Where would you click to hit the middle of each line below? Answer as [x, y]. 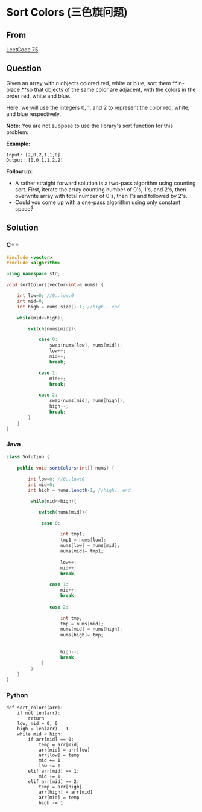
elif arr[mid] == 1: [54, 771]
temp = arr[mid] [59, 745]
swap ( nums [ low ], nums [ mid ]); [86, 345]
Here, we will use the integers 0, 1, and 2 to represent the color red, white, [98, 107]
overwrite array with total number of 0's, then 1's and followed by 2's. [101, 196]
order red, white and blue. [38, 96]
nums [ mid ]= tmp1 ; [82, 551]
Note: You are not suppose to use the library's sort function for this [90, 126]
